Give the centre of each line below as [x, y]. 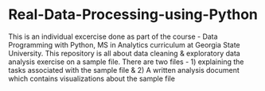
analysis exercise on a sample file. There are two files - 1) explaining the [126, 62]
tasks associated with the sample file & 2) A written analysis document [124, 70]
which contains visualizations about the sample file [92, 78]
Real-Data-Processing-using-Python [133, 15]
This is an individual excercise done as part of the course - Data [113, 36]
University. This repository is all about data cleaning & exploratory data [124, 53]
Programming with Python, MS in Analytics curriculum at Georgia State [124, 44]
